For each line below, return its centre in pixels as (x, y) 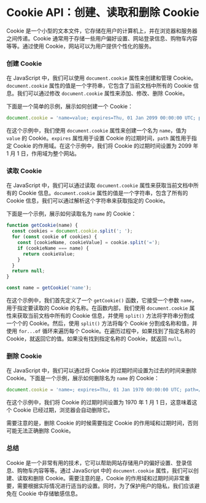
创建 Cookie (24, 63)
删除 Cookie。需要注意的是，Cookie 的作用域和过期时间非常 (109, 478)
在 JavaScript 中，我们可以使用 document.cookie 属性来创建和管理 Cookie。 (101, 78)
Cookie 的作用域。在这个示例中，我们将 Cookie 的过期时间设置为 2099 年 (106, 146)
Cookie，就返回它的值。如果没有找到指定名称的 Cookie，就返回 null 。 (96, 339)
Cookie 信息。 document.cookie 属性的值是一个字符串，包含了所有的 (103, 193)
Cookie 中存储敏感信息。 (50, 493)
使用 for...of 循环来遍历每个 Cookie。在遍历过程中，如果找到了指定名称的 (101, 331)
